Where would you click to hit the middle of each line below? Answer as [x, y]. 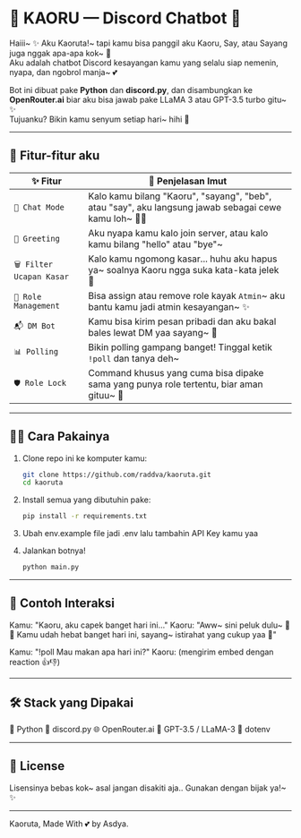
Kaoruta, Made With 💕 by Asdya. [69, 824]
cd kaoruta [43, 483]
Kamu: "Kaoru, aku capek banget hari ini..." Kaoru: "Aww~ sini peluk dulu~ [146, 625]
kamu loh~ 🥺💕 [117, 218]
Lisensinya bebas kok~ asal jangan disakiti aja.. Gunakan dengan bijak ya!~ [148, 788]
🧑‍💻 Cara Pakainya [60, 436]
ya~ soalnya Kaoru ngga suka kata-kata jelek [184, 269]
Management [37, 305]
